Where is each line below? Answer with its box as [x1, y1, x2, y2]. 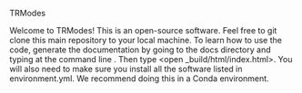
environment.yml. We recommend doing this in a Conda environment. [9, 73, 270, 84]
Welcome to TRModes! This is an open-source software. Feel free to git [9, 25, 277, 35]
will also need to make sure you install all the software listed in [9, 63, 243, 74]
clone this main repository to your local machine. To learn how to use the [9, 35, 282, 45]
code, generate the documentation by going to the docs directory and [9, 44, 271, 55]
